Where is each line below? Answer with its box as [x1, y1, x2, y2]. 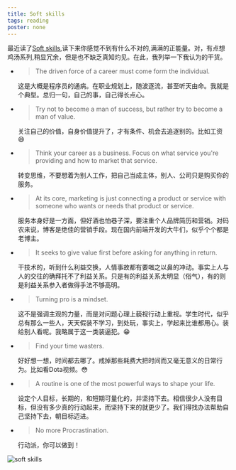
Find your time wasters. [35, 342, 104, 351]
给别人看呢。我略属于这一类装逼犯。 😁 [17, 328, 130, 336]
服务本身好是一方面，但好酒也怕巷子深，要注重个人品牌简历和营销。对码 [17, 216, 229, 225]
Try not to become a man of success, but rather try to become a [35, 105, 223, 114]
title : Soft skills [7, 10, 65, 18]
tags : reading [7, 17, 50, 24]
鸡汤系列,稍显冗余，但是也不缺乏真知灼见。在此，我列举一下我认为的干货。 [7, 53, 227, 61]
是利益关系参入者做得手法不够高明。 [17, 281, 124, 289]
